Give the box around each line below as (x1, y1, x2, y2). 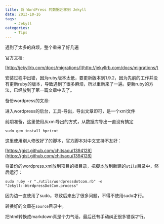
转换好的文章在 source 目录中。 (5, 203, 66, 209)
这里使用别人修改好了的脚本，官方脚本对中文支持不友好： (5, 138, 122, 144)
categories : (5, 26, 30, 31)
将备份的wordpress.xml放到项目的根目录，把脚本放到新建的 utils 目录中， (5, 163, 155, 169)
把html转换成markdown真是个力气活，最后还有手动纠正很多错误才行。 (5, 214, 148, 220)
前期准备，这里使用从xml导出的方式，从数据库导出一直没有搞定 (5, 119, 134, 124)
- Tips (14, 30, 28, 35)
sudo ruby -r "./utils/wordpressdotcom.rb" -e (5, 179, 103, 184)
